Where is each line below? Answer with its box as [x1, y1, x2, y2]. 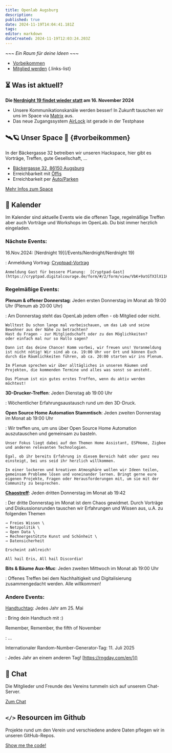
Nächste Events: [5, 238, 48, 245]
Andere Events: [5, 593, 45, 600]
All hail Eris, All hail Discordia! [5, 556, 83, 561]
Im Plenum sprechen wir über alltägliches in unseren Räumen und [5, 363, 147, 368]
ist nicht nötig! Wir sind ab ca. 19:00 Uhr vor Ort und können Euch [5, 349, 157, 354]
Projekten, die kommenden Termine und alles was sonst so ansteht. [5, 367, 153, 372]
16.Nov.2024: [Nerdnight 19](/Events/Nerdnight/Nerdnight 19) [5, 249, 135, 256]
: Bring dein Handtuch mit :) [5, 615, 63, 621]
